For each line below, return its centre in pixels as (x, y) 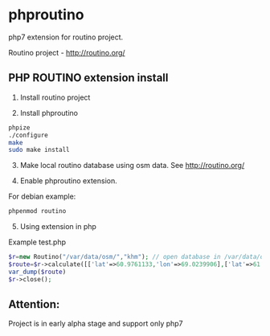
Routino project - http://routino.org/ (67, 52)
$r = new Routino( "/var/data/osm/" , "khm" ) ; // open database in (115, 257)
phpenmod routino (37, 211)
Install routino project (55, 97)
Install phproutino (49, 113)
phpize (19, 127)
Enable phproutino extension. (69, 181)
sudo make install (39, 150)
